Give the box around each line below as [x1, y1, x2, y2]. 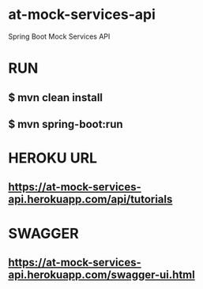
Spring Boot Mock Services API [8, 32, 111, 41]
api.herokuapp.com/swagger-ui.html [8, 268, 195, 282]
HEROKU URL [8, 149, 97, 167]
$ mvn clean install [8, 91, 103, 104]
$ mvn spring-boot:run [8, 117, 124, 131]
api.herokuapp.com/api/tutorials [8, 193, 173, 206]
